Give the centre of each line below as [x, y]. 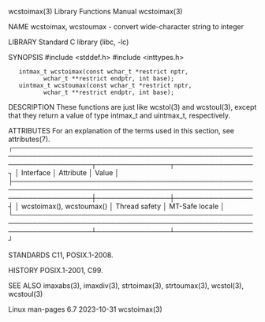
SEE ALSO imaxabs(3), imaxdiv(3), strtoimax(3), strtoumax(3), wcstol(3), [126, 286]
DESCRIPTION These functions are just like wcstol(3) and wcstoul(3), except [132, 107]
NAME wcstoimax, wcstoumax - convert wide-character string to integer [126, 26]
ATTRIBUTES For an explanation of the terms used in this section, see [121, 131]
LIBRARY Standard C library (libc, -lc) [69, 42]
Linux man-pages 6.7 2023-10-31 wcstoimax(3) [86, 309]
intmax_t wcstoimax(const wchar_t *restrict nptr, [104, 72]
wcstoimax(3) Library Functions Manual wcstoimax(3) [95, 11]
